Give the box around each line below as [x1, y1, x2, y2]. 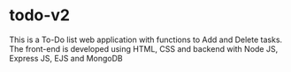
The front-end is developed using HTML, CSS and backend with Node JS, [9, 43, 279, 54]
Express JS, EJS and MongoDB [9, 53, 124, 63]
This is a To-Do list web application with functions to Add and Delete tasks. [9, 34, 283, 45]
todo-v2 [9, 5, 71, 25]
